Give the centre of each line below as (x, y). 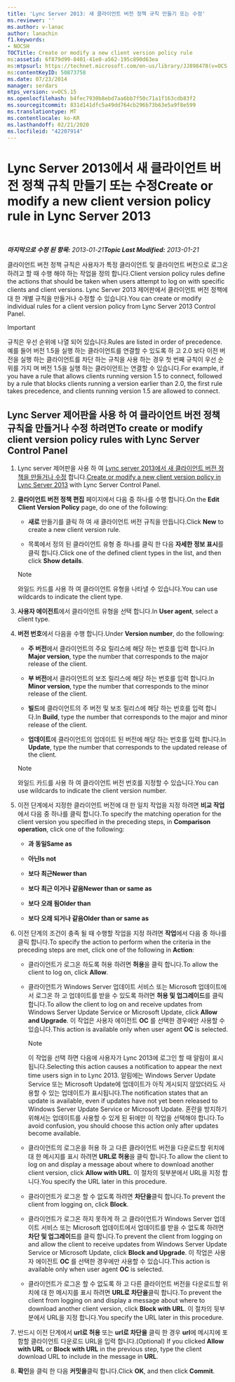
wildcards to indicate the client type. (70, 597)
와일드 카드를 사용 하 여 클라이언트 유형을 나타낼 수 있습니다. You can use (117, 589)
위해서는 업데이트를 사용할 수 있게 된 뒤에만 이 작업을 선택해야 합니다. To (126, 1118)
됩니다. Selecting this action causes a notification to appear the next (125, 1067)
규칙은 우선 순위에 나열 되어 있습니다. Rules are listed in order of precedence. (115, 342)
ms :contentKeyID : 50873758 (47, 72)
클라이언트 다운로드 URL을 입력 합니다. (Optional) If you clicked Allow (127, 1341)
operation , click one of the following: (71, 830)
